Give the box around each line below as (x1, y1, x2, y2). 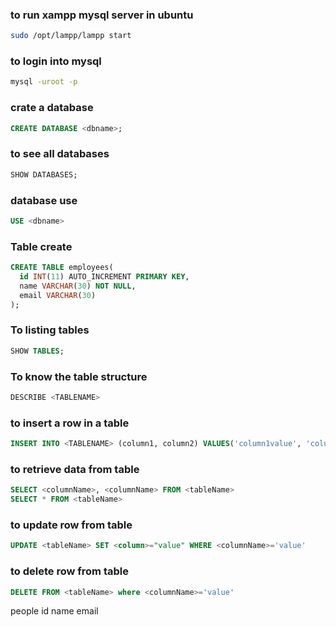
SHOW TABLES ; (10, 346, 65, 356)
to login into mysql (10, 54, 102, 68)
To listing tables (10, 323, 90, 337)
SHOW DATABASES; (10, 169, 78, 180)
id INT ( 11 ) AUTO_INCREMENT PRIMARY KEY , (19, 272, 190, 282)
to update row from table (10, 518, 133, 532)
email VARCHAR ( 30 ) (19, 290, 97, 300)
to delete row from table (10, 564, 129, 578)
